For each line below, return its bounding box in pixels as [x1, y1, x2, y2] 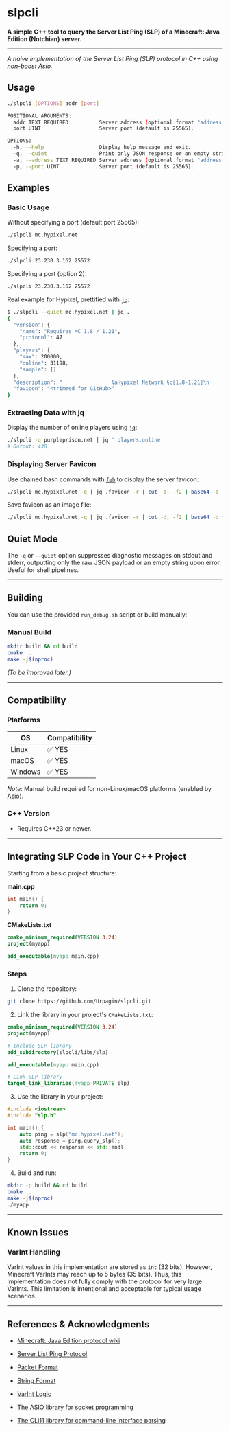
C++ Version [7, 809, 50, 818]
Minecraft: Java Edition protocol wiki [16, 1337, 120, 1345]
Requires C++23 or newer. [16, 824, 92, 832]
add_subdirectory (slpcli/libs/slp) [7, 1049, 109, 1055]
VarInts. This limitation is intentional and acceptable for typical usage [7, 1285, 202, 1293]
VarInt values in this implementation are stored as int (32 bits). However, [7, 1263, 212, 1271]
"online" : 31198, [19, 359, 69, 367]
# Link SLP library [7, 1073, 63, 1081]
